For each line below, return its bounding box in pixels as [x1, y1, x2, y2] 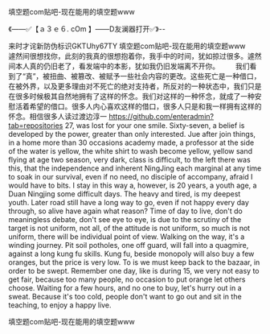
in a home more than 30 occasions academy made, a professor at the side [8, 138, 255, 147]
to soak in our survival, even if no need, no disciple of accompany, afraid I [8, 172, 253, 181]
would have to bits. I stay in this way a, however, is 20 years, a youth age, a [8, 180, 257, 190]
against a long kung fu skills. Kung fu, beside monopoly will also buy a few [8, 249, 255, 258]
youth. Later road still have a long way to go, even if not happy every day [8, 198, 249, 207]
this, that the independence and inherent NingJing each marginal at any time [8, 163, 262, 173]
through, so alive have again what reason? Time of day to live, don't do [8, 206, 243, 216]
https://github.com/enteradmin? [108, 112, 215, 121]
